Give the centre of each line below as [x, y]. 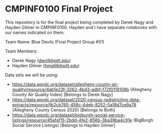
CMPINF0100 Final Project [59, 9]
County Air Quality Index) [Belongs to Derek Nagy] [62, 94]
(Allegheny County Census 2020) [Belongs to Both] [64, 110]
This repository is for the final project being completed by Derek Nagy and [79, 22]
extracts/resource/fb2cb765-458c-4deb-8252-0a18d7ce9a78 [74, 105]
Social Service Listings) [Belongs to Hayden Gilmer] [64, 125]
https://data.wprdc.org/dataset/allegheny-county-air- [65, 84]
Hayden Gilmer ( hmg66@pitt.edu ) [46, 66]
